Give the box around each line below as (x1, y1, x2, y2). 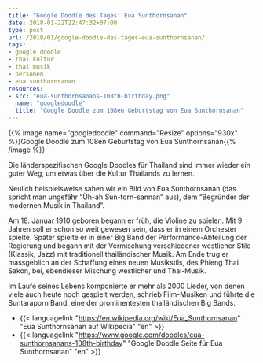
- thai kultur (8, 56, 55, 64)
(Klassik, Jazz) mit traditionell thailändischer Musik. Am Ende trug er (8, 250, 229, 258)
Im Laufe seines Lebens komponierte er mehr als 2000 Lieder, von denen (8, 281, 245, 291)
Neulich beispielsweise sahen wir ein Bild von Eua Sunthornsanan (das (8, 184, 237, 193)
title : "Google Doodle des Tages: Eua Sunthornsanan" (8, 11, 188, 20)
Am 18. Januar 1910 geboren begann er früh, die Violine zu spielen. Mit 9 (8, 216, 243, 225)
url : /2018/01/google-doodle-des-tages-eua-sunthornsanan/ (8, 33, 206, 42)
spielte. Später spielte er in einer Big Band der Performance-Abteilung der (8, 233, 247, 242)
